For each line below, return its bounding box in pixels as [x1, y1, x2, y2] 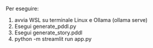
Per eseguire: [5, 5, 39, 12]
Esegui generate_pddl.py [14, 23, 76, 30]
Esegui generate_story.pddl [14, 29, 83, 36]
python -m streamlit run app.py [14, 36, 92, 42]
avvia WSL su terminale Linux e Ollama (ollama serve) [14, 17, 148, 23]
